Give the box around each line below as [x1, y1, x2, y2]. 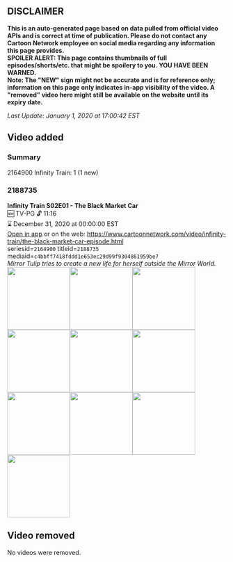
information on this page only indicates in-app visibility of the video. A [7, 83, 216, 91]
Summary [7, 152, 42, 162]
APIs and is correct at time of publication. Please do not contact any [7, 31, 207, 40]
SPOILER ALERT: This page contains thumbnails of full [7, 54, 167, 62]
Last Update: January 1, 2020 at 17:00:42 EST [7, 111, 140, 120]
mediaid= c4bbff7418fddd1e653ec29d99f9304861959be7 [7, 252, 159, 260]
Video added [7, 131, 64, 143]
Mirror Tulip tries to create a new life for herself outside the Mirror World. [7, 259, 216, 267]
